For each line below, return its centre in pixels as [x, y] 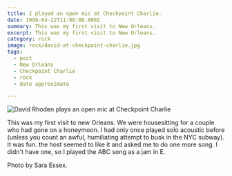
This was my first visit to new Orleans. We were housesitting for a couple [111, 123]
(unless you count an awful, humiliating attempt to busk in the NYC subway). [116, 137]
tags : [15, 52]
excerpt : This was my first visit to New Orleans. [81, 33]
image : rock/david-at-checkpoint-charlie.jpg [74, 45]
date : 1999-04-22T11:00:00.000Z [54, 20]
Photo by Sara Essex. [37, 165]
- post [23, 58]
